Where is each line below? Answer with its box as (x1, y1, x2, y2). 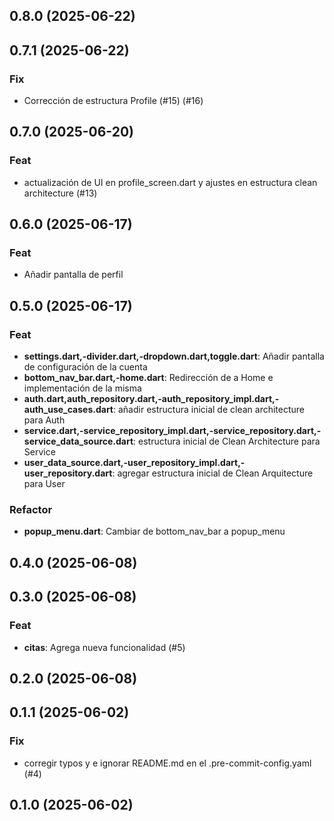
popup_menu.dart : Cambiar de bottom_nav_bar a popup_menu (23, 525, 286, 538)
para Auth (23, 414, 66, 426)
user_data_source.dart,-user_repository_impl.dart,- (23, 457, 246, 469)
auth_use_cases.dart (23, 404, 114, 416)
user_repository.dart (23, 467, 113, 479)
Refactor (9, 503, 53, 517)
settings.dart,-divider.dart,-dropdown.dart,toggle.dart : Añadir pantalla (23, 350, 325, 363)
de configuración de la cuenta (23, 361, 148, 373)
